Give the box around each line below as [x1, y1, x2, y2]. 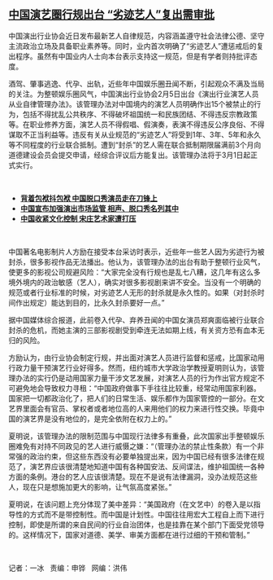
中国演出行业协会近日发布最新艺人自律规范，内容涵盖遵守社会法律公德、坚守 [8, 31, 265, 41]
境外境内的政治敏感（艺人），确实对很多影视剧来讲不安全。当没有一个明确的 [8, 277, 262, 287]
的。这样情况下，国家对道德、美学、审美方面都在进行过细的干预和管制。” [8, 529, 250, 539]
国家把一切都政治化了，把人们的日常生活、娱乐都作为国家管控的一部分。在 [8, 393, 258, 403]
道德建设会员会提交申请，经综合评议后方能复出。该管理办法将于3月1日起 [8, 150, 251, 160]
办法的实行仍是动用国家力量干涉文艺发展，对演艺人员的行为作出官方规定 [15, 373, 258, 383]
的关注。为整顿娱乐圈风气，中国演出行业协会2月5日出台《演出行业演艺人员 [8, 89, 259, 99]
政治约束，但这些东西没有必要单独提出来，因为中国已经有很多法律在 [29, 451, 258, 461]
